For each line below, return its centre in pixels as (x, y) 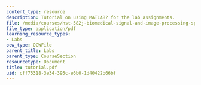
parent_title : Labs (31, 51)
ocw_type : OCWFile (29, 45)
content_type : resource (36, 12)
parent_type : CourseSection (41, 56)
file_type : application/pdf (41, 28)
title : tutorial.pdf (32, 67)
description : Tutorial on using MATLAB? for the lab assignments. (91, 17)
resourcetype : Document (36, 62)
